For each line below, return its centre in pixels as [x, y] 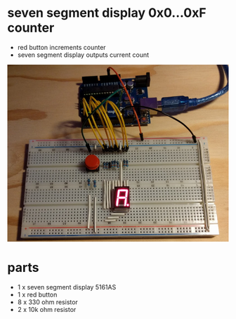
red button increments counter [62, 47]
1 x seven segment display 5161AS [67, 287]
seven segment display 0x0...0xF [107, 13]
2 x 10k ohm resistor [47, 310]
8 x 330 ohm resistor [48, 302]
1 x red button [37, 295]
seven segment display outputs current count [83, 55]
